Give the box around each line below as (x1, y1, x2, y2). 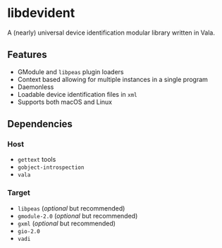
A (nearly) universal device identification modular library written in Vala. (7, 28, 215, 37)
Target (7, 188, 30, 198)
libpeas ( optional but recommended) (17, 203, 125, 213)
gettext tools (17, 155, 56, 164)
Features (7, 49, 47, 61)
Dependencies (7, 118, 73, 130)
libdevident (7, 5, 75, 21)
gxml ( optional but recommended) (17, 219, 116, 228)
